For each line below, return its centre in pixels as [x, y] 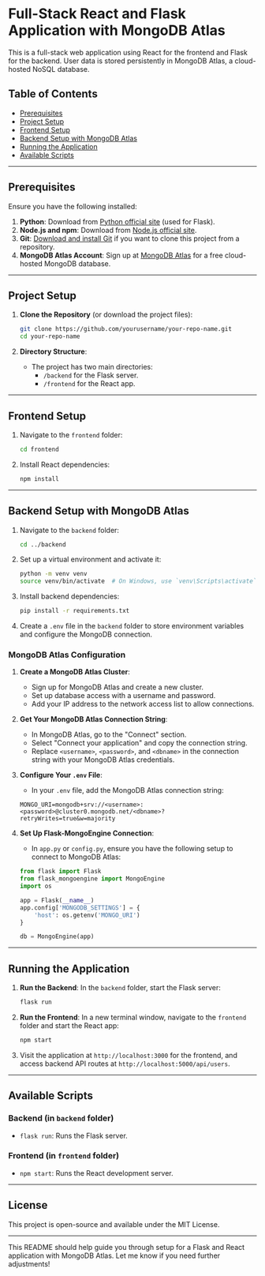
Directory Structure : [53, 351]
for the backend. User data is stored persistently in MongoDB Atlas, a [121, 61]
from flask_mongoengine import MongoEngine [92, 879]
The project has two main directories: [92, 367]
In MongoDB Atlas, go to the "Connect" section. [109, 734]
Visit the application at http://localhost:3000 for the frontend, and [129, 1055]
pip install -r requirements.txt [75, 611]
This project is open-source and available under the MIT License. [114, 1224]
